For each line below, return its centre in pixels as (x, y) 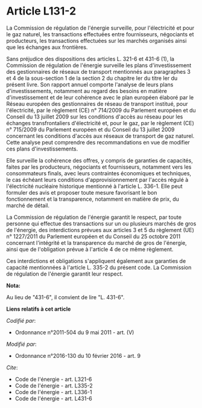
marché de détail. (28, 205)
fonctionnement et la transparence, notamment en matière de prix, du (93, 199)
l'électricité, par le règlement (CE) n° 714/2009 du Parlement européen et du (101, 110)
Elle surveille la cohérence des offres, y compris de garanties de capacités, (99, 160)
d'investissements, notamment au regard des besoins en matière (87, 91)
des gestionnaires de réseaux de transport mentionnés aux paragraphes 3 (99, 71)
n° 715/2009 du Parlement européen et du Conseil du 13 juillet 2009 (90, 129)
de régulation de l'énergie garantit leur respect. (65, 274)
